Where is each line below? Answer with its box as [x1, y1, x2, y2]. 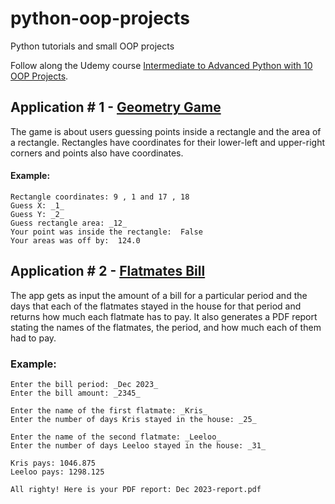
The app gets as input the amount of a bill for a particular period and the [10, 289, 308, 301]
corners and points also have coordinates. [10, 147, 184, 159]
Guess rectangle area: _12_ [10, 218, 128, 228]
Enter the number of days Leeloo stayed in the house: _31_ [10, 441, 267, 451]
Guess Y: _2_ [10, 209, 65, 219]
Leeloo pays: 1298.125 [10, 467, 105, 477]
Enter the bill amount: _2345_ [10, 388, 141, 399]
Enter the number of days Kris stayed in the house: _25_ [10, 415, 257, 425]
